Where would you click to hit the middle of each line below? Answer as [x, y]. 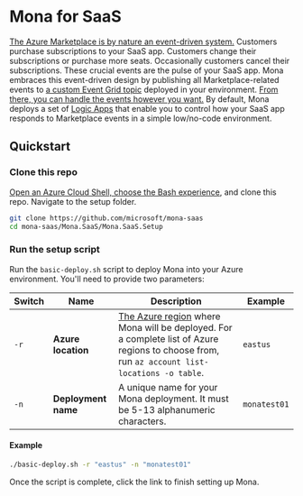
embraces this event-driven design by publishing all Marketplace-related [144, 79]
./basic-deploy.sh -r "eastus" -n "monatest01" [101, 464]
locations [139, 373]
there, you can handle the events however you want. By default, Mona [139, 99]
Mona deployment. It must [174, 399]
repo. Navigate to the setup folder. [73, 201]
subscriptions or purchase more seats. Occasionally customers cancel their [150, 60]
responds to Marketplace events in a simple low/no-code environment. [141, 118]
